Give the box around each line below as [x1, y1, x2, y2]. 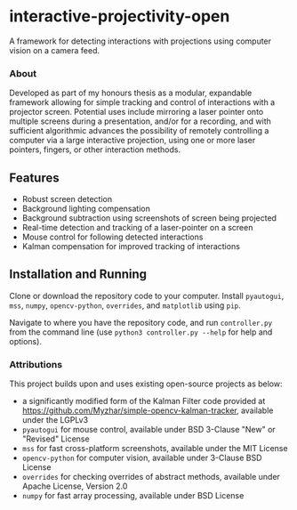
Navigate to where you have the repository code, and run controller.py [9, 317, 273, 328]
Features [9, 170, 60, 185]
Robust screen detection [21, 194, 113, 205]
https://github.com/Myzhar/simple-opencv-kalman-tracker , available [21, 405, 274, 416]
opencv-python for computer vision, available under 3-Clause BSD [21, 452, 262, 464]
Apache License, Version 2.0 [21, 481, 128, 491]
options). [9, 336, 43, 346]
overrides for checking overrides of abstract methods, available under [21, 472, 280, 482]
